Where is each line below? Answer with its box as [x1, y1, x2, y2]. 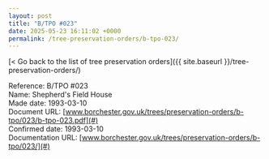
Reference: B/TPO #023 [8, 81, 89, 91]
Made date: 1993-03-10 [8, 98, 88, 108]
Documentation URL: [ [8, 133, 83, 143]
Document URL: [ [8, 107, 66, 117]
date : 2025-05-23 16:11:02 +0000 [8, 27, 122, 35]
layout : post [8, 11, 53, 20]
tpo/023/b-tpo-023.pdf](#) [8, 115, 99, 126]
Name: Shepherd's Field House [8, 90, 113, 100]
